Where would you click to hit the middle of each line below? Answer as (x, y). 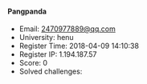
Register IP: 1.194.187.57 (58, 54)
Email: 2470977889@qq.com (67, 29)
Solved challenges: (51, 71)
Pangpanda (27, 11)
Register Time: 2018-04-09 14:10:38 (79, 46)
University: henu (46, 38)
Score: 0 (33, 63)
